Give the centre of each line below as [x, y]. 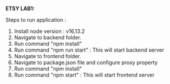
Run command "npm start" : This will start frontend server [84, 75]
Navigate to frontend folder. [48, 56]
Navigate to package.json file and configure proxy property [86, 62]
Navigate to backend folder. [48, 37]
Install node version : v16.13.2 [49, 31]
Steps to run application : [36, 20]
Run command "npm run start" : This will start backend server [89, 50]
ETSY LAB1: [20, 9]
